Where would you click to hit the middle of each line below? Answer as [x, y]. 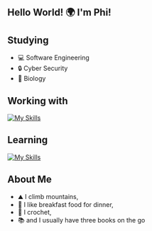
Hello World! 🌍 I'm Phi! [59, 12]
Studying [28, 40]
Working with [38, 101]
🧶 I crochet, [34, 212]
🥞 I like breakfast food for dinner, [65, 204]
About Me [29, 180]
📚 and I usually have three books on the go [81, 220]
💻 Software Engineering [54, 58]
